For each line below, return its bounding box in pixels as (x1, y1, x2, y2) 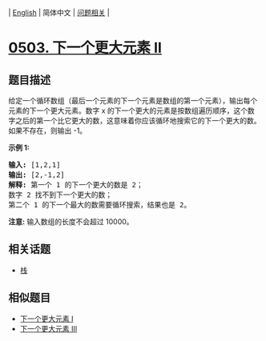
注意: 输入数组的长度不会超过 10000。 (8, 217, 134, 227)
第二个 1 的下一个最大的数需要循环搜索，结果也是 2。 (8, 200, 191, 209)
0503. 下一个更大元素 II (8, 39, 163, 57)
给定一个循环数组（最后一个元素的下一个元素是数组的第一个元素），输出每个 (8, 96, 258, 105)
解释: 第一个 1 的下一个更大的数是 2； (8, 180, 144, 189)
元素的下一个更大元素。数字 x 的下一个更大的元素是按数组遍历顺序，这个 (8, 106, 248, 115)
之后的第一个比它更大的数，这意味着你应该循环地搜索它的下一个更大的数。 (14, 116, 261, 125)
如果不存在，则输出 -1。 (8, 126, 87, 135)
